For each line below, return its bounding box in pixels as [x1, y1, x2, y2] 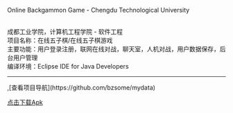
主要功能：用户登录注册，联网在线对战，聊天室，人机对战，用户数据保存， [7, 45, 220, 53]
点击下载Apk [7, 98, 43, 106]
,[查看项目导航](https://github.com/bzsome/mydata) [7, 83, 156, 92]
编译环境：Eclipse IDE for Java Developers [7, 62, 130, 70]
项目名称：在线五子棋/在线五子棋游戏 [7, 36, 113, 44]
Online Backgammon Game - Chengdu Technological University [7, 6, 190, 14]
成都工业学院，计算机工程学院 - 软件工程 [7, 28, 123, 35]
